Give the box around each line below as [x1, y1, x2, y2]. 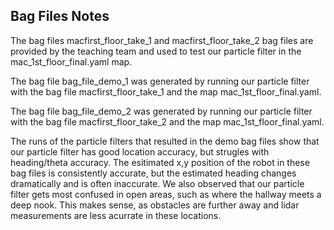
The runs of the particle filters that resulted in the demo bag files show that [10, 135, 320, 147]
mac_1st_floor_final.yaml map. [10, 55, 133, 68]
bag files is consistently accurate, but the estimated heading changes [10, 167, 297, 179]
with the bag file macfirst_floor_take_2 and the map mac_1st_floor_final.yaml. [10, 115, 325, 128]
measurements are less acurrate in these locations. [10, 209, 222, 221]
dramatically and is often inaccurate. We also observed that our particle [10, 177, 305, 189]
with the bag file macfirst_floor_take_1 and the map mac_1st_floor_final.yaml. [10, 85, 322, 98]
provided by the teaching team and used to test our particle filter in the [10, 45, 302, 57]
